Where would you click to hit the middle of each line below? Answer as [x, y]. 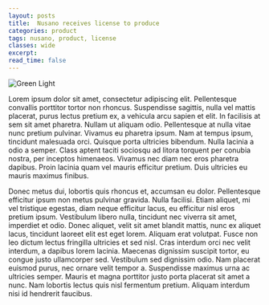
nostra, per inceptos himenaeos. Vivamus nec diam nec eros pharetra [124, 158]
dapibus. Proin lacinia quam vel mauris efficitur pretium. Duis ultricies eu [128, 167]
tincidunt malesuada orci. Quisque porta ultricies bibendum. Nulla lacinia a [131, 141]
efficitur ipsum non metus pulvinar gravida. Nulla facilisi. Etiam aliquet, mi [129, 199]
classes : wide [32, 46]
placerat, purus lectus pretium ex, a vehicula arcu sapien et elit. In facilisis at [134, 116]
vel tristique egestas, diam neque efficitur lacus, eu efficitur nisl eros [122, 208]
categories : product [43, 31]
